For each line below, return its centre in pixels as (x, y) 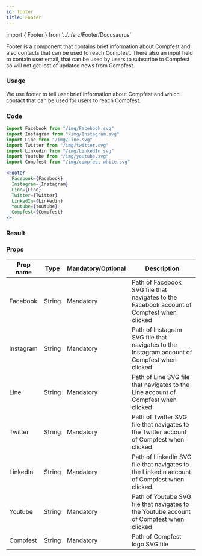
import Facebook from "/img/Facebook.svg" (60, 129)
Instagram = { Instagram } (40, 184)
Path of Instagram (157, 330)
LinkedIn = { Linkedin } (37, 201)
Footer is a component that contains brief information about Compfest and (98, 46)
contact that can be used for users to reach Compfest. (74, 100)
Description (162, 268)
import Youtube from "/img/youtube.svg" (58, 156)
